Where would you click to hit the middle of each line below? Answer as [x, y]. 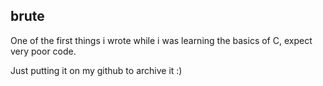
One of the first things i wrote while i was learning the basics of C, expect [161, 40]
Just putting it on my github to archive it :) [96, 70]
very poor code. [43, 51]
